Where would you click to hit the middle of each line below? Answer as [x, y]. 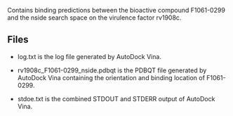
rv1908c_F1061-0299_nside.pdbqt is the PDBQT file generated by [112, 70]
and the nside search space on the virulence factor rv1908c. [94, 18]
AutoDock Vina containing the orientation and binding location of [111, 77]
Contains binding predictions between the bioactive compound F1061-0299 [116, 10]
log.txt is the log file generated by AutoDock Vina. [89, 56]
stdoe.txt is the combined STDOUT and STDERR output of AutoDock [116, 98]
